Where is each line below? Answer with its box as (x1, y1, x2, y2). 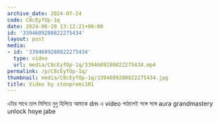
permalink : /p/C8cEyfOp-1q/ (7, 68, 89, 74)
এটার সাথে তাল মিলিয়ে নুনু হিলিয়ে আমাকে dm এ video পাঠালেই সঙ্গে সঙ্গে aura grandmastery (7, 99, 213, 108)
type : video (13, 55, 48, 62)
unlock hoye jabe (7, 108, 57, 116)
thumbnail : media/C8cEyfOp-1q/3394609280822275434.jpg (7, 74, 169, 81)
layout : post (7, 36, 45, 43)
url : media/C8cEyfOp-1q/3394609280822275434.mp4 (13, 61, 156, 68)
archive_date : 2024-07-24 (7, 10, 82, 17)
